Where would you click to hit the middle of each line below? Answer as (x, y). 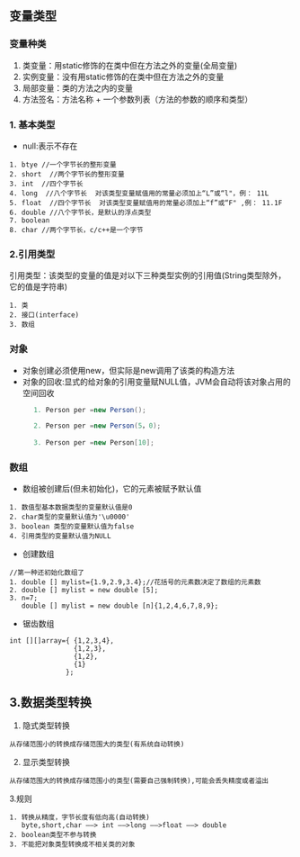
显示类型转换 (46, 762)
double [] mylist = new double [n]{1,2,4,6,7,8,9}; (120, 606)
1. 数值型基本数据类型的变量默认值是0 (71, 508)
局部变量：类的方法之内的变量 (77, 87)
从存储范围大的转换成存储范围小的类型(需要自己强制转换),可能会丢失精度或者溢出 (139, 781)
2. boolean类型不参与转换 (53, 835)
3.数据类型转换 (51, 702)
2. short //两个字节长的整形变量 (67, 174)
